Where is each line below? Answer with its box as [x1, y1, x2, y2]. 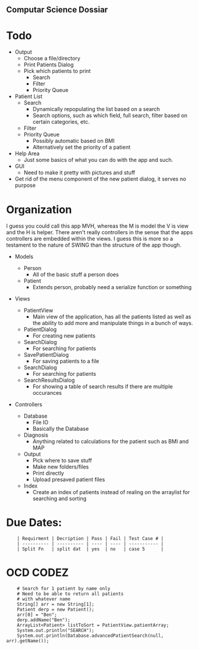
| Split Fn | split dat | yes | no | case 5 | [17, 546, 164, 552]
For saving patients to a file [32, 358, 99, 365]
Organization [6, 203, 72, 216]
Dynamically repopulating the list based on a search [32, 106, 160, 113]
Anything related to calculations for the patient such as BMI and [32, 438, 189, 445]
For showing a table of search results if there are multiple [32, 383, 173, 390]
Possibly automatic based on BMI [32, 137, 115, 145]
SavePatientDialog [23, 351, 69, 358]
